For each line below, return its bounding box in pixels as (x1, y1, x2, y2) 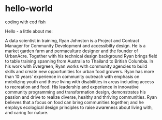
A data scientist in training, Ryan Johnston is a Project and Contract (5, 37, 139, 44)
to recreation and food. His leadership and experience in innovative (5, 84, 139, 90)
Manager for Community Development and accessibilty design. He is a (5, 43, 146, 48)
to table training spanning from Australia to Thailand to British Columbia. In (5, 58, 154, 64)
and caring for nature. (5, 109, 48, 115)
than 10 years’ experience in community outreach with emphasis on (5, 74, 140, 79)
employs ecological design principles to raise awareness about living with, (5, 105, 153, 110)
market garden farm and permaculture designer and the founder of (5, 48, 139, 54)
